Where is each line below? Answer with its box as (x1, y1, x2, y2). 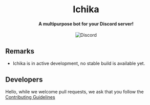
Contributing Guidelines (5, 94, 55, 100)
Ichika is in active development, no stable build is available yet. (12, 60, 145, 67)
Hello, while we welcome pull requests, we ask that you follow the (5, 89, 144, 95)
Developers (5, 75, 43, 84)
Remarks (5, 47, 35, 56)
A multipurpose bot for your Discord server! (38, 20, 134, 27)
